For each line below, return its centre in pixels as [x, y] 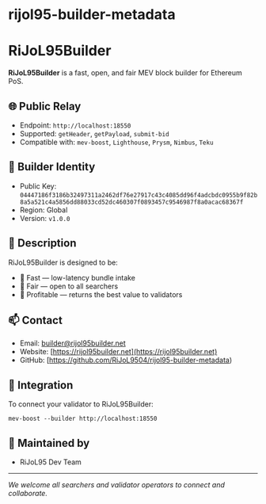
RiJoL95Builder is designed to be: [63, 262]
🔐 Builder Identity [52, 167]
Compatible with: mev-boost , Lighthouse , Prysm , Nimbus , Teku [116, 142]
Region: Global [44, 210]
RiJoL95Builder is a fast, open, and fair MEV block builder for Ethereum [125, 73]
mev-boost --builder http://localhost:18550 [83, 419]
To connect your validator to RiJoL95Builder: [81, 404]
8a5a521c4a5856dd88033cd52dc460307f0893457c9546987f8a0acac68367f [131, 202]
